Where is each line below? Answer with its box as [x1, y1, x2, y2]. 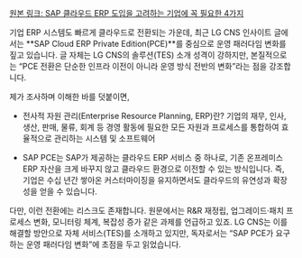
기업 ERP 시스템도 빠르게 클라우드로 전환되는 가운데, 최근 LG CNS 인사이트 [9, 27, 272, 38]
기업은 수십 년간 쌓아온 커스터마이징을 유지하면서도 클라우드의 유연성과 [22, 175, 271, 185]
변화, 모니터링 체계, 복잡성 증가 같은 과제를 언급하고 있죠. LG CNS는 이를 [32, 217, 288, 227]
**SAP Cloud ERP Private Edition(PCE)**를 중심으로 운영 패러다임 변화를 [25, 39, 287, 49]
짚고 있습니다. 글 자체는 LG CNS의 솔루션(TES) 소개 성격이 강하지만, [9, 50, 250, 60]
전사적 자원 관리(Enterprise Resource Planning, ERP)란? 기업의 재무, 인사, [22, 111, 287, 121]
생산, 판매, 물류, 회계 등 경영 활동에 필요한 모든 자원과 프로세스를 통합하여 [22, 122, 279, 133]
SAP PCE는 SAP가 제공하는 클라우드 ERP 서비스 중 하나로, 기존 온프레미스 [22, 152, 284, 162]
